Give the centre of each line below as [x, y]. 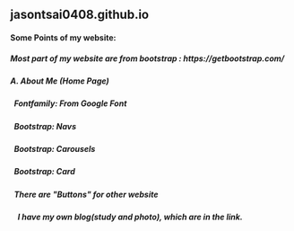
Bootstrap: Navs [45, 126]
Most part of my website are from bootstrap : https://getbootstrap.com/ [147, 58]
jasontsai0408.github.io [80, 15]
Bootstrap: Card [44, 172]
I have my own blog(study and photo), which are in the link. [130, 217]
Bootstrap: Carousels [55, 149]
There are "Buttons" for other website [86, 194]
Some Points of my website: [63, 37]
